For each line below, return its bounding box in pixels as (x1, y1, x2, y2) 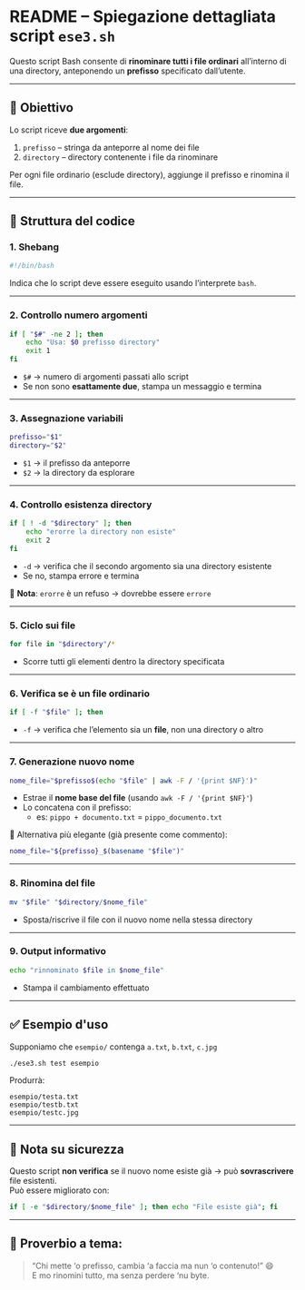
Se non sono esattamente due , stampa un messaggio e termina (22, 381, 262, 392)
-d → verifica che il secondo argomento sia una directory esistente (22, 560, 272, 571)
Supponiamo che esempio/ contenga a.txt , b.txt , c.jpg (9, 1041, 218, 1052)
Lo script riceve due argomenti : (9, 124, 129, 135)
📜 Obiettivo (9, 100, 74, 115)
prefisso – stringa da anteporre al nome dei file (22, 142, 200, 153)
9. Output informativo (9, 945, 107, 958)
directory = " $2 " (9, 441, 67, 450)
